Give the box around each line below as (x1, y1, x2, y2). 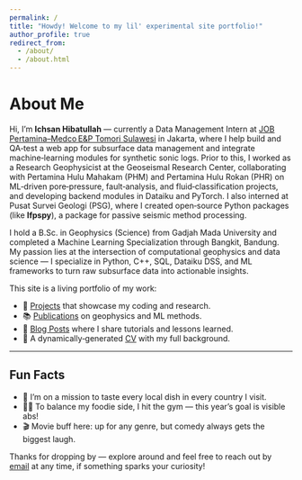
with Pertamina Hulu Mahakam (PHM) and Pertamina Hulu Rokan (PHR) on (9, 171, 285, 182)
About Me (9, 94, 84, 114)
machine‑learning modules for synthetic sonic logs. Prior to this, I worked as (9, 152, 291, 163)
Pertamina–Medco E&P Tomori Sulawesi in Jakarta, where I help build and (9, 132, 281, 144)
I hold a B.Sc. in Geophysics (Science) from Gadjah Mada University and (9, 227, 277, 238)
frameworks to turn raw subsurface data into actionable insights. (9, 265, 249, 276)
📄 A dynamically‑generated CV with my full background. (22, 332, 231, 343)
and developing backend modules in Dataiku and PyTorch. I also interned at (9, 190, 289, 201)
